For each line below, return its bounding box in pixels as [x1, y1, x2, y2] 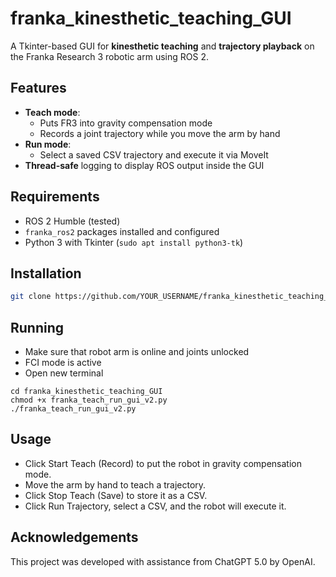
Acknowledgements [10, 529, 139, 546]
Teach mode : [24, 106, 81, 118]
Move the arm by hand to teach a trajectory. [24, 478, 207, 491]
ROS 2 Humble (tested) [24, 215, 121, 227]
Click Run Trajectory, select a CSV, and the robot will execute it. [24, 500, 287, 512]
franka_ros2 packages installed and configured [24, 225, 220, 237]
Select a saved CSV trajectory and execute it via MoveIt [39, 148, 269, 161]
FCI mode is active [24, 357, 102, 369]
